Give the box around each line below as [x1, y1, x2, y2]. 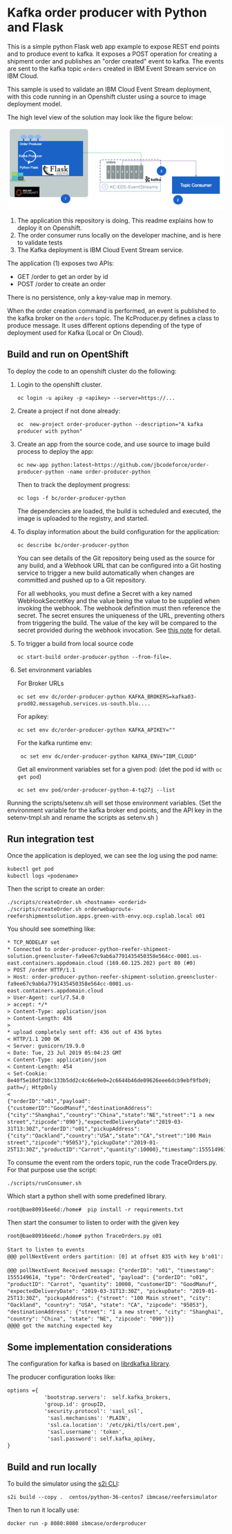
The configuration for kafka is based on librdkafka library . [7, 1359, 171, 1368]
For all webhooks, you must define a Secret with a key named [17, 589, 193, 597]
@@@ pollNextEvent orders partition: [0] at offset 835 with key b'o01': [7, 1254, 224, 1260]
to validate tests [17, 238, 63, 247]
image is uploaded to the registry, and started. [17, 514, 149, 522]
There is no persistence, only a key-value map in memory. [7, 293, 173, 301]
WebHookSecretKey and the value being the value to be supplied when [17, 596, 220, 605]
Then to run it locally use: [7, 1506, 79, 1514]
